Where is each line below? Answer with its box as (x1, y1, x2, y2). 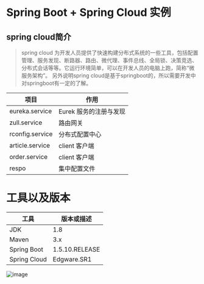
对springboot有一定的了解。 (21, 80, 92, 87)
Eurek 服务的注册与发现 (58, 107, 126, 116)
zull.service (9, 118, 43, 127)
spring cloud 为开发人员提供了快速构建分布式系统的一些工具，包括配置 (21, 49, 199, 56)
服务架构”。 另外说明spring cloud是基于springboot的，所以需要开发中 (21, 72, 196, 79)
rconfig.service (9, 130, 53, 138)
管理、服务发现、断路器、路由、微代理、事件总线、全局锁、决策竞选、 (21, 57, 198, 64)
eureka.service (9, 107, 52, 115)
